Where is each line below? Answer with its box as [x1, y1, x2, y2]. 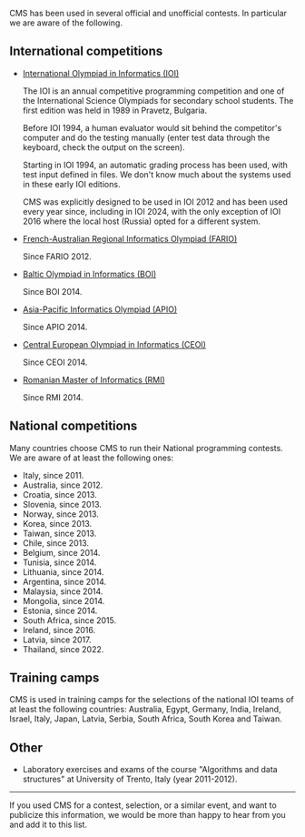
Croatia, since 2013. [22, 489, 97, 499]
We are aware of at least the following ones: [9, 452, 174, 463]
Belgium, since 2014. [22, 547, 101, 558]
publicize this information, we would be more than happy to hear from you [9, 810, 286, 821]
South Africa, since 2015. [22, 614, 117, 626]
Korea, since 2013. [22, 518, 93, 529]
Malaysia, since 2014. [22, 586, 103, 597]
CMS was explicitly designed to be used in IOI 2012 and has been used [22, 196, 289, 207]
